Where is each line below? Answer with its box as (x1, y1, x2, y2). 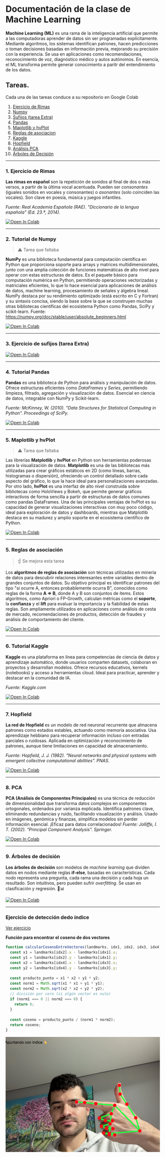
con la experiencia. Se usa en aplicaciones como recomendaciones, (5, 51, 143, 57)
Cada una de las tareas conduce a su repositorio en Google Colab (5, 94, 139, 100)
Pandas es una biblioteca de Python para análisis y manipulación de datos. (5, 379, 157, 385)
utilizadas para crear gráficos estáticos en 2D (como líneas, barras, (5, 468, 141, 473)
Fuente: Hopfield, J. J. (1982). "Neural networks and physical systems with (5, 752, 157, 758)
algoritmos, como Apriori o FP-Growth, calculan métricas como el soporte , (5, 595, 156, 601)
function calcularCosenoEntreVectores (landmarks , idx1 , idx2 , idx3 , (5, 945, 148, 950)
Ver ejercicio (5, 925, 31, 931)
